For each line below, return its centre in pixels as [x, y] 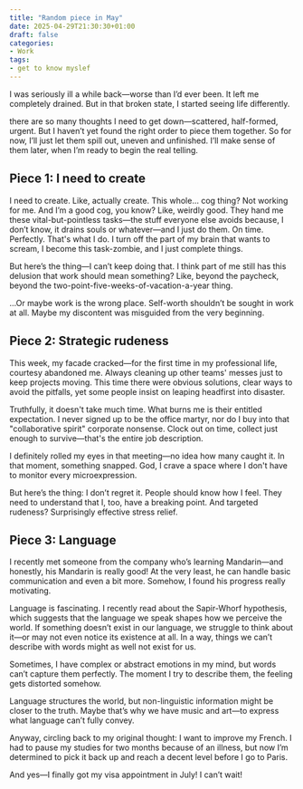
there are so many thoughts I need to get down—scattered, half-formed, [144, 121]
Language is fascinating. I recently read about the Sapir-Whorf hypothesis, [148, 609]
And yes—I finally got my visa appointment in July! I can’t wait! [126, 775]
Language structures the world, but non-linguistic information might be [142, 701]
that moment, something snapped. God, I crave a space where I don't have [148, 465]
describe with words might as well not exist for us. [103, 647]
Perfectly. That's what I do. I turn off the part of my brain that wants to [140, 239]
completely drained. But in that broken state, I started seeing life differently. [150, 103]
